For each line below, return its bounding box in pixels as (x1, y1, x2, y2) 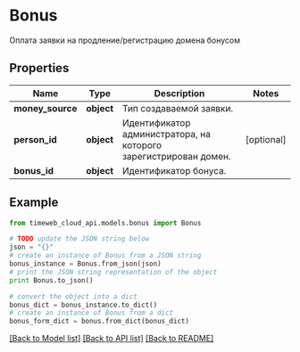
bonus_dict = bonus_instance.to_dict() (9, 300, 158, 309)
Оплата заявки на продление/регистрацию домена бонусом (9, 35, 241, 45)
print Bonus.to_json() (9, 275, 94, 285)
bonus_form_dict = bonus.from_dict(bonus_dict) (9, 317, 190, 326)
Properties (9, 61, 70, 76)
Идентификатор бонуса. (121, 164, 227, 176)
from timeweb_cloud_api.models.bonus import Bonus (9, 218, 202, 227)
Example (9, 195, 59, 210)
